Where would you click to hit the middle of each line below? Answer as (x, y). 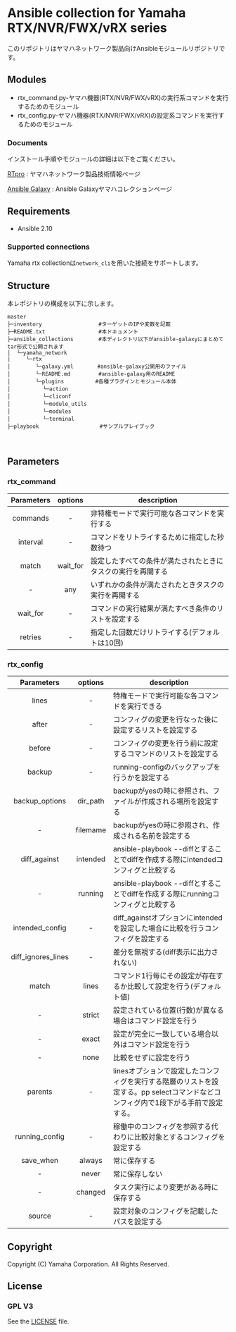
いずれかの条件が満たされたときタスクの (157, 584)
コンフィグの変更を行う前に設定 (166, 743)
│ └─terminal (41, 419)
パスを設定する (138, 1221)
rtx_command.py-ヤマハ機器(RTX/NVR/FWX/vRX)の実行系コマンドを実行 (123, 97)
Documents (27, 142)
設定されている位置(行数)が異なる (168, 1010)
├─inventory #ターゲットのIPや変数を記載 (89, 324)
